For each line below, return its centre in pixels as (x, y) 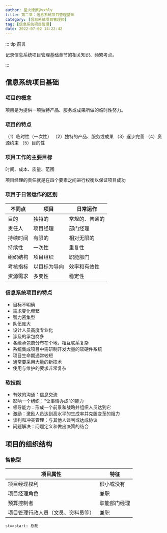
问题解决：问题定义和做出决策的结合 (51, 426)
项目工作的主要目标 (29, 157)
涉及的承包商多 (28, 336)
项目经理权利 (23, 484)
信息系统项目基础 (32, 82)
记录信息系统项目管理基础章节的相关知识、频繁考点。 (61, 55)
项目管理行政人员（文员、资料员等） (51, 513)
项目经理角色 (23, 493)
